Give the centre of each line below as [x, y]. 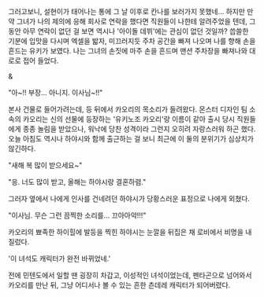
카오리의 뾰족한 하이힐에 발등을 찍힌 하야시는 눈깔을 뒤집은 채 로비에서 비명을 [126, 232]
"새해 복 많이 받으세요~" [45, 165]
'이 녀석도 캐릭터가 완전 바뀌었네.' [59, 258]
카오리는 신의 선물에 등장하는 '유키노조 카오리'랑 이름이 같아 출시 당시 [128, 119]
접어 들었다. [41, 60]
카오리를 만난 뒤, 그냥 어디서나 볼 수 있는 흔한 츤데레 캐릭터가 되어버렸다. [119, 285]
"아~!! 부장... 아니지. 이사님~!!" [56, 92]
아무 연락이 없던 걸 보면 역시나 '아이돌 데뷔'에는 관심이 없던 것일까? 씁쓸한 [136, 31]
